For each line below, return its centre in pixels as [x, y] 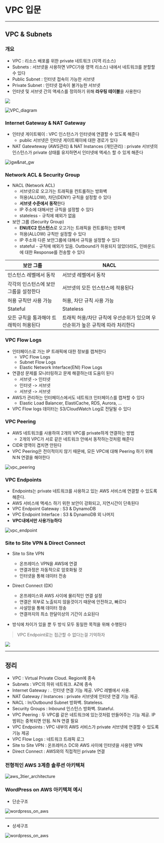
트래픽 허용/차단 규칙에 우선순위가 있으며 [106, 318]
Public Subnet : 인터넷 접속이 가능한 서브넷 [53, 79]
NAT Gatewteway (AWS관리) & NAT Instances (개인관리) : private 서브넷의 [85, 146]
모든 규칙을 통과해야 [29, 318]
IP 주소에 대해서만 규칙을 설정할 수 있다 [56, 210]
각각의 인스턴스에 [26, 284]
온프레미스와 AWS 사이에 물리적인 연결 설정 [61, 596]
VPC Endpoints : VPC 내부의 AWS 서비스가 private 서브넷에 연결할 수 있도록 [85, 727]
